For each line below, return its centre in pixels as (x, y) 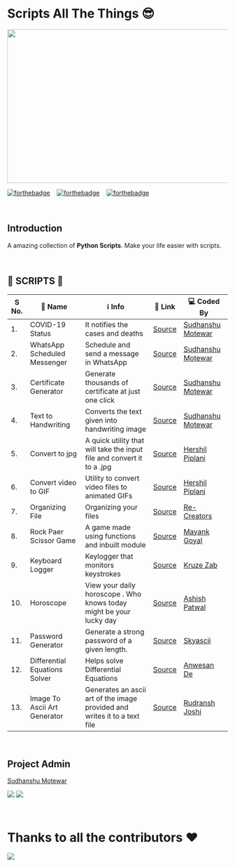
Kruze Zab (201, 565)
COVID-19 (48, 324)
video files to (106, 487)
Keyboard (46, 560)
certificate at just (113, 391)
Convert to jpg (53, 454)
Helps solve (104, 661)
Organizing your (112, 507)
